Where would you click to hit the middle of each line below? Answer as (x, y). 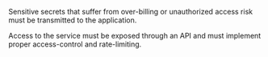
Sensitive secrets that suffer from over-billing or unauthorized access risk (130, 12)
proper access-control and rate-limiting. (75, 44)
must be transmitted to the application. (73, 20)
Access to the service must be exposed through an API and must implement (135, 36)
